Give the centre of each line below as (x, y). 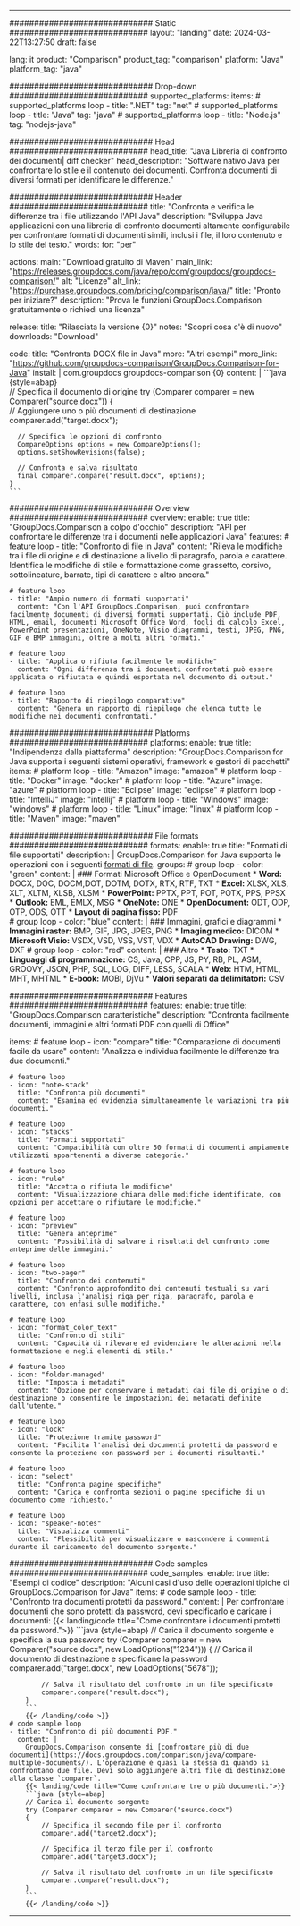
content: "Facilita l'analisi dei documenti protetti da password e (147, 1445)
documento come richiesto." (62, 1500)
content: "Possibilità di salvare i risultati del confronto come (143, 1241)
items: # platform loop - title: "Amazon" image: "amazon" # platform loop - (146, 771)
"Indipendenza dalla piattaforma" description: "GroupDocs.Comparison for (146, 752)
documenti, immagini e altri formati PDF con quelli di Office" (120, 1024)
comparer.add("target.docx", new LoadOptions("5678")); (114, 1668)
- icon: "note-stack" (50, 1085)
